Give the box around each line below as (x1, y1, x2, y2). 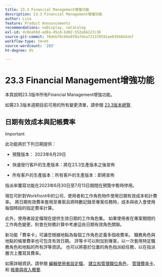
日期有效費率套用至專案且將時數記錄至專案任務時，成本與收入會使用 (18, 199, 156, 205)
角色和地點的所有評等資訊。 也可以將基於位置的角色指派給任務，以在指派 (9, 244, 156, 250)
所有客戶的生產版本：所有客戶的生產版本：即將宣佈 (12, 172, 115, 178)
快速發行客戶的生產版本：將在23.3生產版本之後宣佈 (12, 162, 115, 168)
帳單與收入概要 (10, 267, 40, 273)
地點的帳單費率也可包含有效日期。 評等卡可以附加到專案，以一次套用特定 (5, 238, 151, 244)
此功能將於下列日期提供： (5, 141, 56, 147)
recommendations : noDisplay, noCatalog (5, 25, 86, 30)
